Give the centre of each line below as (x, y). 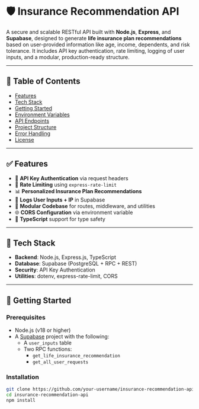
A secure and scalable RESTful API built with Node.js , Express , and (89, 32)
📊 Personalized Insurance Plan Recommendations (78, 191)
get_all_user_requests (60, 362)
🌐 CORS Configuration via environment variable (74, 212)
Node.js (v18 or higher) (43, 330)
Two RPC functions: (48, 349)
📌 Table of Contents (43, 82)
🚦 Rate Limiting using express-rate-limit (66, 184)
